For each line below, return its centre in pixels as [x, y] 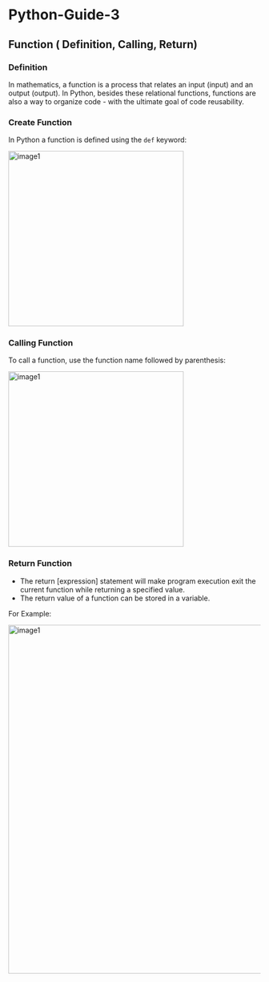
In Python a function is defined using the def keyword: [98, 140]
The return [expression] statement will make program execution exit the [138, 581]
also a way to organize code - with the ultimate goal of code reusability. [126, 101]
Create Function [40, 122]
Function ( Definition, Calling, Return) [103, 44]
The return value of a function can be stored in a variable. [115, 598]
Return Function [40, 564]
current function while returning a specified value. [102, 589]
